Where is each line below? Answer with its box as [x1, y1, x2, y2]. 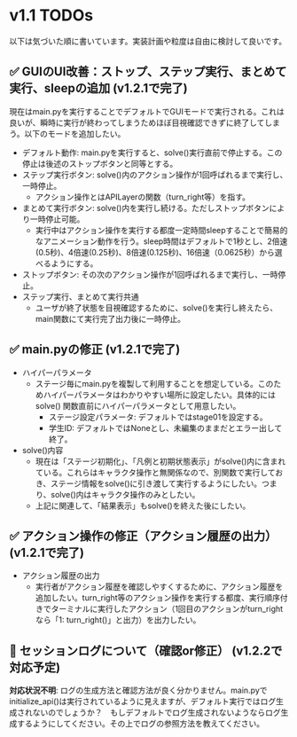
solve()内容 [21, 444, 64, 455]
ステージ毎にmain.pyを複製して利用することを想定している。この [35, 378, 274, 388]
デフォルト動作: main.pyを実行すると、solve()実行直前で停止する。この [21, 147, 283, 158]
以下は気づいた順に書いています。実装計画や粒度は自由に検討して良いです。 [9, 35, 286, 46]
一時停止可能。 [29, 214, 85, 224]
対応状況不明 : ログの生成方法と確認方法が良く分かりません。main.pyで [9, 685, 268, 696]
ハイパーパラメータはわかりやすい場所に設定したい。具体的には [43, 389, 277, 400]
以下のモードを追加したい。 [24, 128, 126, 138]
